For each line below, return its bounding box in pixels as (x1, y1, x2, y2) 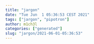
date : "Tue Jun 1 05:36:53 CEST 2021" (5, 12, 90, 17)
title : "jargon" (5, 7, 40, 13)
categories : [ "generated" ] (5, 26, 62, 31)
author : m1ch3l (5, 21, 38, 27)
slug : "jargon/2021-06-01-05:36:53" (5, 31, 83, 36)
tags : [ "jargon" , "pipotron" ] (5, 17, 70, 22)
